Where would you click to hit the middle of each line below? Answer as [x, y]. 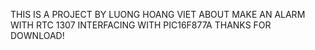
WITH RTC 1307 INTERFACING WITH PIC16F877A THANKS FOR [141, 25]
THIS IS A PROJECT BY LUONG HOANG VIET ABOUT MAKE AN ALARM [158, 14]
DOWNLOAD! [37, 35]
